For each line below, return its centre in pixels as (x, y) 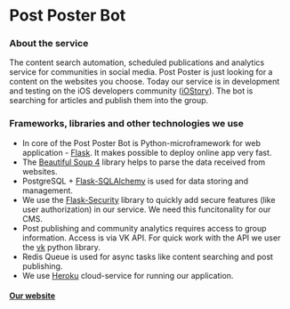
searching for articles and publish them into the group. (109, 101)
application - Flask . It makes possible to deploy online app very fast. (147, 152)
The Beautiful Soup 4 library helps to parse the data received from (144, 162)
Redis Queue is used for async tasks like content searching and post (148, 256)
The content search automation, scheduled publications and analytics (137, 62)
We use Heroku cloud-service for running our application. (128, 275)
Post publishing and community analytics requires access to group (144, 228)
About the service (49, 44)
